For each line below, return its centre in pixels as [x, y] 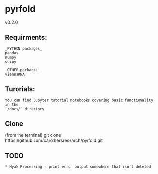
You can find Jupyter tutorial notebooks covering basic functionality [79, 100]
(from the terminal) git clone [33, 135]
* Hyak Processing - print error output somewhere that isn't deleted [78, 167]
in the [12, 104]
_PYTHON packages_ [24, 49]
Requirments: [26, 38]
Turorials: [20, 89]
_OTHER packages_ [23, 70]
